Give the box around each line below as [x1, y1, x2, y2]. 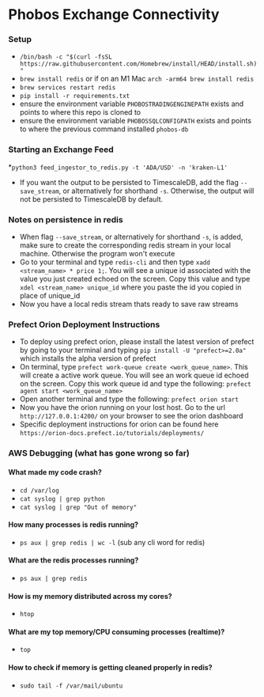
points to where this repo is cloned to [19, 108, 141, 117]
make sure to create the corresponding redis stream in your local [19, 241, 232, 250]
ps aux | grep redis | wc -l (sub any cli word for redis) [19, 537, 206, 547]
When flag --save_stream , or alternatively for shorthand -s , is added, [19, 232, 243, 242]
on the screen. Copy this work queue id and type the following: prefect [19, 379, 251, 388]
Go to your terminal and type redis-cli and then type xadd [19, 257, 211, 267]
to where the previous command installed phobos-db [19, 124, 189, 134]
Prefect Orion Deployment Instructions [8, 319, 160, 330]
